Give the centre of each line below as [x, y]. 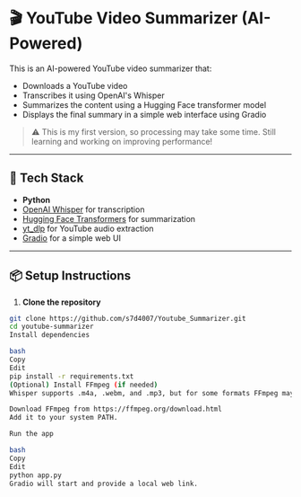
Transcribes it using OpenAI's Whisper [93, 95]
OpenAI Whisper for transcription [83, 209]
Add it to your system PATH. [64, 418]
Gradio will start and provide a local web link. [104, 484]
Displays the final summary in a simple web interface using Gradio [144, 114]
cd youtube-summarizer [52, 327]
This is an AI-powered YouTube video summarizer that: [111, 68]
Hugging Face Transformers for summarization [108, 218]
